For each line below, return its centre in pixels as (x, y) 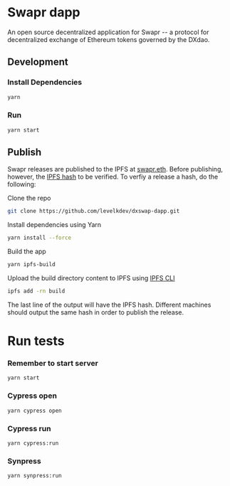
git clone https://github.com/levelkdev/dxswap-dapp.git (94, 211)
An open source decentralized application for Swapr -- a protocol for (108, 32)
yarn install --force (40, 238)
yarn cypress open (35, 411)
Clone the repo (29, 198)
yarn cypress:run (33, 443)
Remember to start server (53, 364)
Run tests (36, 341)
